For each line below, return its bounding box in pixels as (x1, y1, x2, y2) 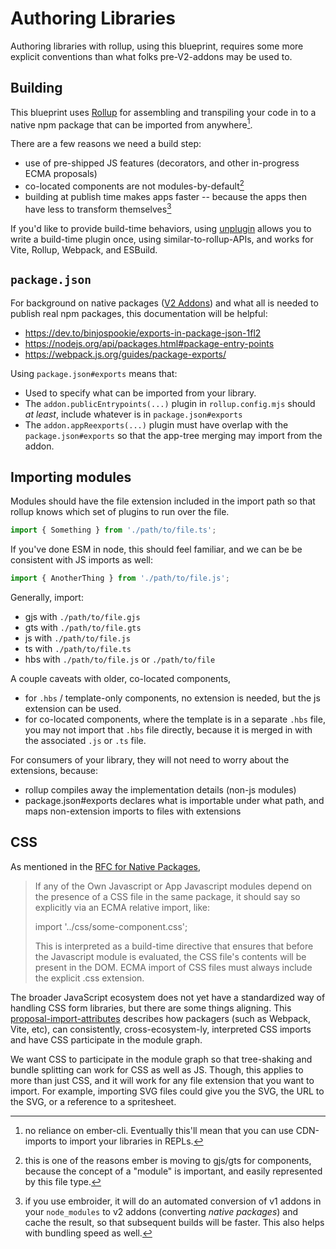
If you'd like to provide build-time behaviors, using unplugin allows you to (10, 222, 312, 234)
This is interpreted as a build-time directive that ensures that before (34, 940, 314, 952)
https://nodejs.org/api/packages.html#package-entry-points (24, 337, 275, 349)
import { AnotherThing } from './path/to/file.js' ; (10, 573, 230, 584)
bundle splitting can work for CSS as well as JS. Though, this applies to (10, 1063, 304, 1076)
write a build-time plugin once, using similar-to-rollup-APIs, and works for (10, 233, 314, 245)
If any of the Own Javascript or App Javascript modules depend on (34, 880, 313, 892)
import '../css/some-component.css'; (34, 920, 188, 932)
